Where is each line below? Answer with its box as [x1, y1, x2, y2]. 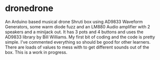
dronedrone [5, 3, 54, 14]
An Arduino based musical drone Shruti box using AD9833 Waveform [5, 19, 143, 24]
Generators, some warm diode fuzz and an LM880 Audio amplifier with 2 [5, 24, 150, 29]
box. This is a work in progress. [5, 49, 68, 55]
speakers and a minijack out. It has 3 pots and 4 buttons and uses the [5, 29, 144, 35]
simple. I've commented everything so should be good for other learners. [5, 39, 151, 45]
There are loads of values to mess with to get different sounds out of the [5, 44, 149, 50]
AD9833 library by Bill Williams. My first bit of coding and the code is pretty [5, 34, 156, 40]
